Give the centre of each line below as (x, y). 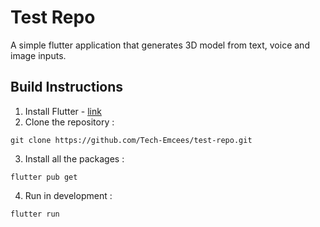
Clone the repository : (69, 122)
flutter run (35, 214)
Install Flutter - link (63, 111)
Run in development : (68, 195)
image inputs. (38, 55)
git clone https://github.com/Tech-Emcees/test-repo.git (131, 140)
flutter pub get (44, 177)
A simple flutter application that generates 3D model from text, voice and (160, 45)
